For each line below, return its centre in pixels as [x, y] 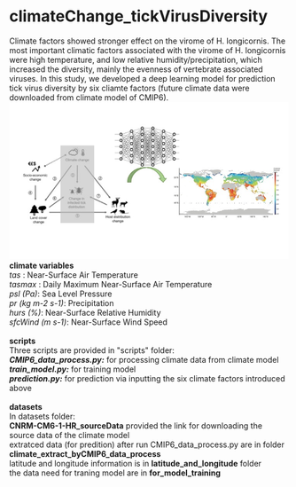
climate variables [42, 266]
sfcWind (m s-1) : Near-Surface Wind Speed [89, 322]
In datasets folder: [42, 416]
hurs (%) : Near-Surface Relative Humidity [85, 313]
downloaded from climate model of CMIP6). [89, 97]
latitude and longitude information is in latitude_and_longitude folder [136, 464]
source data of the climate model [70, 436]
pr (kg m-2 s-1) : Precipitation [62, 303]
